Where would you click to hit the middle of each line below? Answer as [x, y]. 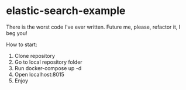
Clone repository [35, 56]
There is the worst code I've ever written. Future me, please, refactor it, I [93, 27]
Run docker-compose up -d [48, 68]
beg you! [17, 33]
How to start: [22, 44]
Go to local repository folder [49, 62]
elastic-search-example [66, 11]
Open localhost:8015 [39, 74]
